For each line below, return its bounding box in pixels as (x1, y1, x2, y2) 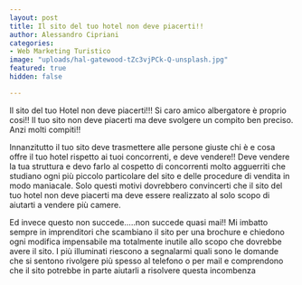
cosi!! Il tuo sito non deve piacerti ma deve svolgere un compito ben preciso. (9, 114, 294, 125)
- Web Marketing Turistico (9, 47, 111, 56)
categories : (9, 38, 54, 48)
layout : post (9, 13, 59, 23)
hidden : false (9, 72, 63, 81)
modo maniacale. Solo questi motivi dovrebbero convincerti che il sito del (9, 180, 283, 191)
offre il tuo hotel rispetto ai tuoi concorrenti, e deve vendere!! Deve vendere (9, 151, 290, 162)
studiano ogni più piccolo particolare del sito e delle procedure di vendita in (9, 170, 290, 181)
